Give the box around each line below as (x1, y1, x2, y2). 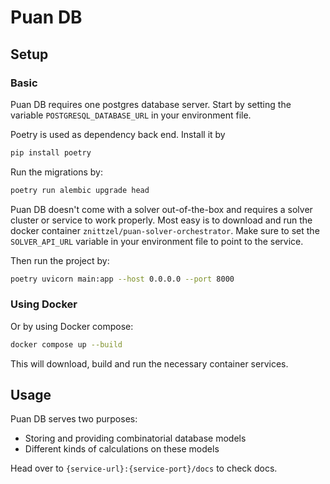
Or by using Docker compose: (10, 320, 134, 332)
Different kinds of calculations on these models (24, 443, 220, 455)
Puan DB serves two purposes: (10, 413, 138, 425)
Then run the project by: (10, 254, 110, 266)
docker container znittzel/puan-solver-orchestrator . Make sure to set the (10, 224, 320, 236)
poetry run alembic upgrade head (10, 185, 150, 195)
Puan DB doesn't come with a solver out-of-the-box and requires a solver (10, 203, 313, 215)
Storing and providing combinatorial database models (24, 432, 247, 445)
